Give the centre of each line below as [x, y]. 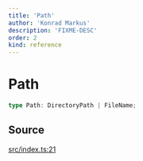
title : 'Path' [32, 15]
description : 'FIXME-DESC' [53, 30]
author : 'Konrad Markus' [49, 23]
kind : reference [35, 45]
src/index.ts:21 [32, 149]
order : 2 [23, 38]
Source [27, 130]
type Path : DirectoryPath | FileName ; [72, 105]
